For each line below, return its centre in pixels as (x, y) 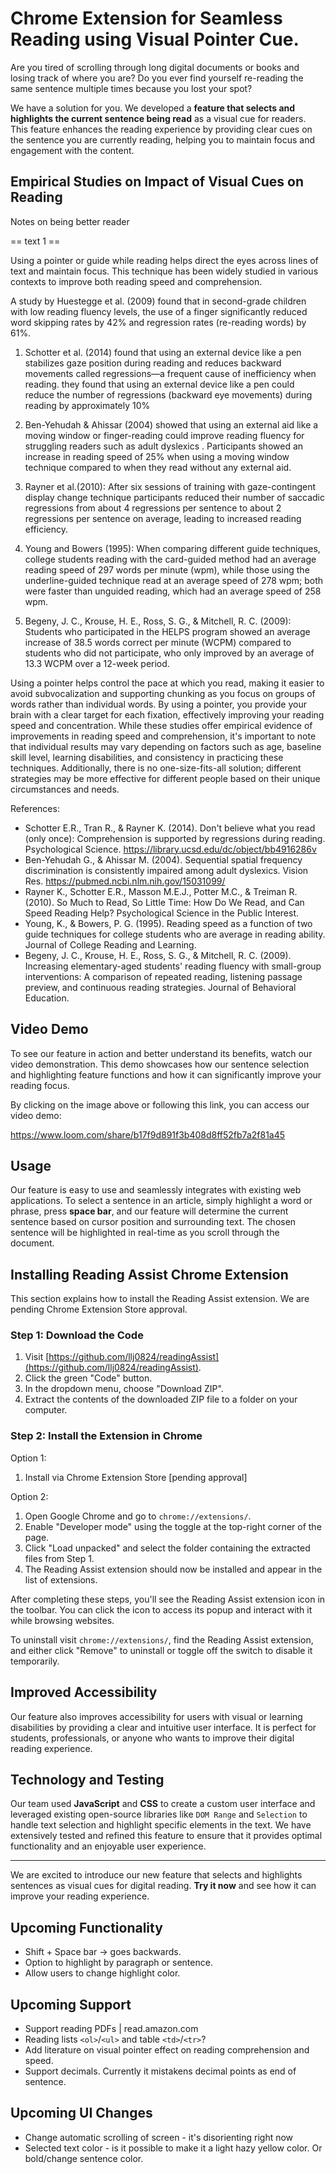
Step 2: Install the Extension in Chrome (106, 1436)
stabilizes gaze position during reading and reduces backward (153, 363)
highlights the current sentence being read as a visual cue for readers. (158, 118)
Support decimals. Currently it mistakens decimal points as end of (160, 2071)
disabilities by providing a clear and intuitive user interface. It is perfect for (163, 1727)
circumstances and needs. (65, 789)
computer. (46, 1410)
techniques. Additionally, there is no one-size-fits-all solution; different (156, 768)
